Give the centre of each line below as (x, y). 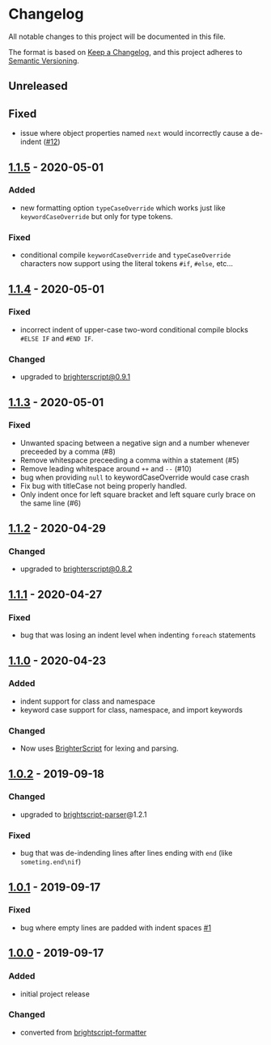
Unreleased (38, 86)
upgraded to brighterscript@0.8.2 (76, 569)
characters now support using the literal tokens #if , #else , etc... (126, 264)
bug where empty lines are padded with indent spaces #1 (116, 928)
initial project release (55, 994)
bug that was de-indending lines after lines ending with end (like (126, 853)
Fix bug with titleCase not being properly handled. (104, 485)
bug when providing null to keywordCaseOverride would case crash (134, 477)
